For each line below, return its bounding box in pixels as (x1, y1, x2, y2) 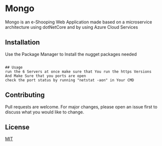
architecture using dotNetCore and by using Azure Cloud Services (5, 24, 138, 30)
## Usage (5, 65, 23, 70)
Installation (5, 38, 40, 47)
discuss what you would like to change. (5, 109, 84, 115)
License (5, 123, 30, 131)
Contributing (5, 91, 45, 99)
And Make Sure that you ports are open (5, 73, 86, 78)
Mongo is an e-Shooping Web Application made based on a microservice (5, 19, 152, 25)
